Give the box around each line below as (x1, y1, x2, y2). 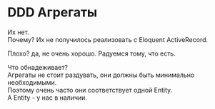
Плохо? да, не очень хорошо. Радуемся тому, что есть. (7, 49, 176, 58)
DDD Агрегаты (7, 4, 98, 21)
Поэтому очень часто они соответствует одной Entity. (7, 85, 173, 94)
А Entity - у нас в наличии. (7, 93, 88, 102)
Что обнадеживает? (7, 63, 68, 71)
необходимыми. (7, 78, 57, 86)
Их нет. (7, 28, 30, 36)
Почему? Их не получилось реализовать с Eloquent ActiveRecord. (7, 35, 209, 43)
